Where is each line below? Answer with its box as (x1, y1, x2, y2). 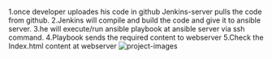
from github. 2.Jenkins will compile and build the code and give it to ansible (8, 15, 261, 25)
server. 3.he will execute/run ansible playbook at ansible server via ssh (8, 24, 245, 33)
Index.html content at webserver (8, 41, 118, 51)
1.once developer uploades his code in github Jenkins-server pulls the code (8, 7, 262, 16)
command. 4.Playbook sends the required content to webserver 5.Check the (8, 32, 264, 42)
